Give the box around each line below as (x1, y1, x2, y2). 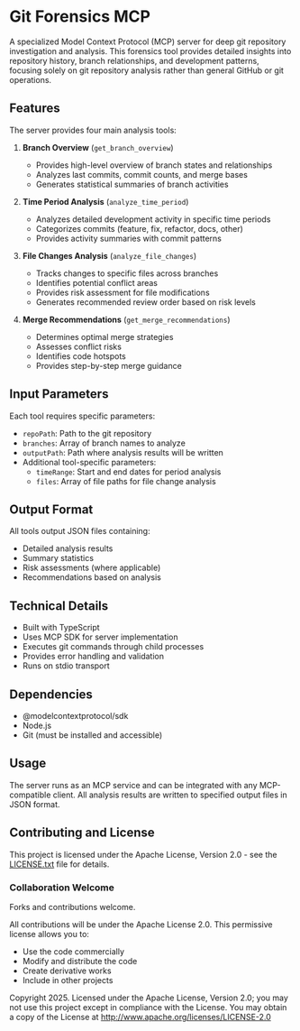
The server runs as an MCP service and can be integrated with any (9, 779, 259, 790)
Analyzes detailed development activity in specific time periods (35, 214, 271, 225)
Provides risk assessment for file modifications (35, 287, 210, 298)
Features (9, 101, 60, 116)
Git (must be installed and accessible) (22, 730, 163, 741)
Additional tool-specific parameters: (22, 456, 157, 467)
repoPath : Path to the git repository (22, 428, 152, 438)
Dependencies (9, 686, 93, 702)
